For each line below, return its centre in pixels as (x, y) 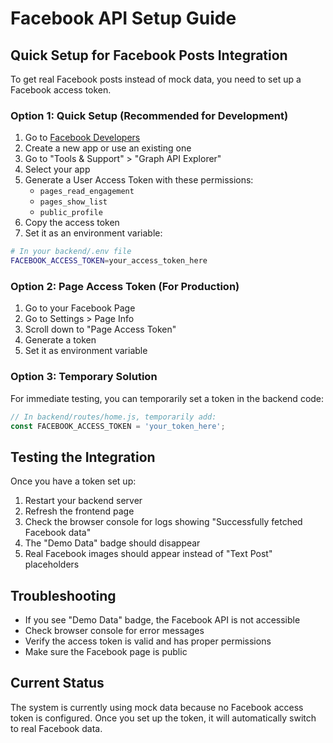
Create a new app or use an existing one (108, 148)
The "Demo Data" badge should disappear (112, 543)
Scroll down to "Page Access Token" (100, 329)
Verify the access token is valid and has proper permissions (148, 641)
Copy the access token (72, 223)
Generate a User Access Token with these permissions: (139, 180)
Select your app (57, 169)
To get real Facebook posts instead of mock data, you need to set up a (156, 79)
